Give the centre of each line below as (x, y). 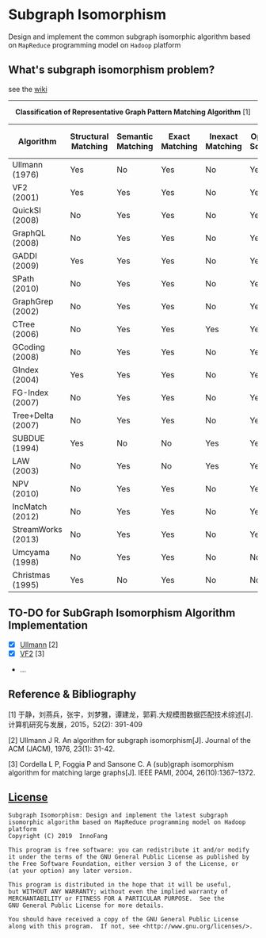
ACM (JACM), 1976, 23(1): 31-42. (62, 748)
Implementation (48, 625)
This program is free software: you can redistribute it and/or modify (129, 850)
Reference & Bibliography (72, 694)
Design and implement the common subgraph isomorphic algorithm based (129, 36)
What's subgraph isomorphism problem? (112, 70)
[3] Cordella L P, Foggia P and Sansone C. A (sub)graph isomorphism (121, 764)
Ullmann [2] (39, 645)
